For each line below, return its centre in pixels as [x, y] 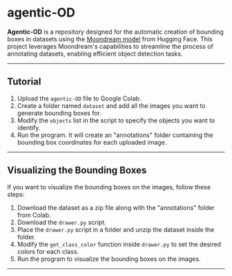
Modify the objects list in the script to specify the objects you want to [116, 120]
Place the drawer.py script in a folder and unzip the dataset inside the [116, 229]
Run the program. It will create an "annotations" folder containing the [115, 135]
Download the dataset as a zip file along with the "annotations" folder [116, 207]
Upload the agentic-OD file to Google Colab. [79, 98]
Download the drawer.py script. [61, 222]
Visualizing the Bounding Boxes [77, 170]
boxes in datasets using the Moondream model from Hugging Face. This [110, 39]
